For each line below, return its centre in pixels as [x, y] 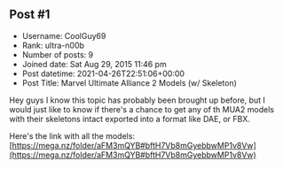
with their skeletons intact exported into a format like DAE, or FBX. [130, 119]
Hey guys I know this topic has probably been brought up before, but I [138, 100]
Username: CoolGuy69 [64, 35]
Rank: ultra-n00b [53, 45]
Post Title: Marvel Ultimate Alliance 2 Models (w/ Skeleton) [130, 82]
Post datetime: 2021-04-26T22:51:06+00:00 [103, 73]
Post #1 [30, 15]
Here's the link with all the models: [72, 135]
